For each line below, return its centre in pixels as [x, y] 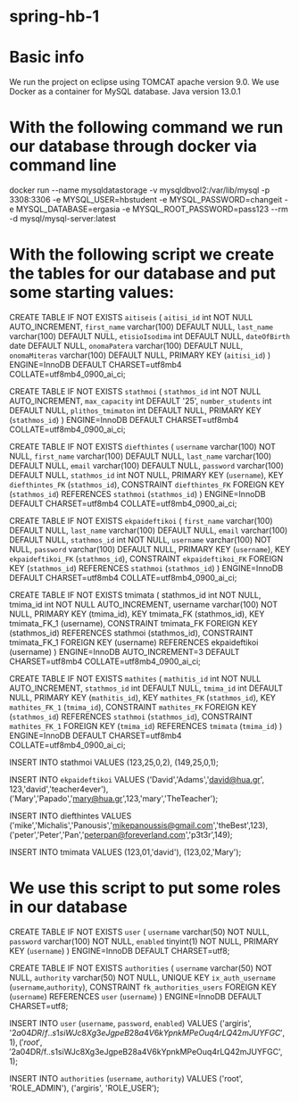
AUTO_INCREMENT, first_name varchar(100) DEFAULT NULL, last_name [141, 327]
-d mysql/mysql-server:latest [62, 219]
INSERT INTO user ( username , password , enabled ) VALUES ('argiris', [131, 1023]
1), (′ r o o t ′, [26, 1042]
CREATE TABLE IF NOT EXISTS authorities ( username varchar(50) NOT [141, 968]
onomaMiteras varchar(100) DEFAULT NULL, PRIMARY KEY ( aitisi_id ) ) [140, 355]
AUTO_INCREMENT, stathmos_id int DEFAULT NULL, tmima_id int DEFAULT [146, 688]
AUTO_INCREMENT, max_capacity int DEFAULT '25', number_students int [141, 401]
